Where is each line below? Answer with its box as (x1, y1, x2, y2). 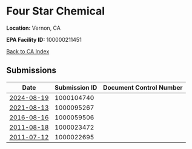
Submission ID (54, 83, 98, 91)
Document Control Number (102, 83, 183, 91)
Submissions (6, 65, 56, 76)
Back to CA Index (6, 47, 50, 55)
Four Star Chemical (6, 4, 105, 18)
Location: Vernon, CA (6, 24, 61, 31)
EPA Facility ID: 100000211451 (6, 36, 82, 43)
